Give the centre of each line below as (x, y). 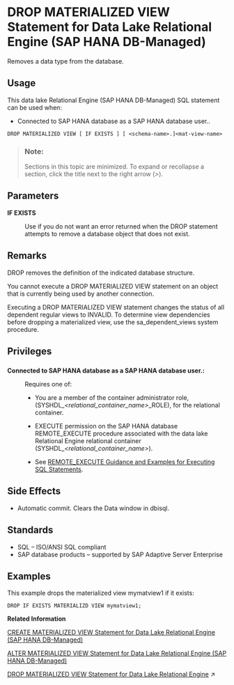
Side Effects (34, 491)
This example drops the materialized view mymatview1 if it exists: (101, 593)
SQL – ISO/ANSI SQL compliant (62, 547)
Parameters (33, 196)
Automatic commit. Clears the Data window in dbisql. (93, 508)
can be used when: (35, 107)
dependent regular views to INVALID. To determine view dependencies (109, 315)
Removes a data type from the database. (65, 61)
